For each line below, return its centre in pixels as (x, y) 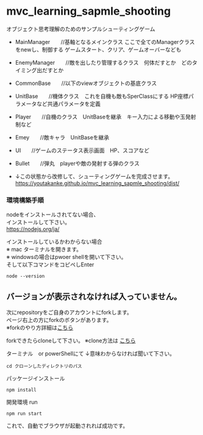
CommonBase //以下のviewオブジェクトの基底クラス (86, 83)
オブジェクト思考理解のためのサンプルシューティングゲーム (81, 29)
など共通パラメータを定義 (68, 104)
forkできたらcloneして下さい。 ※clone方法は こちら (71, 341)
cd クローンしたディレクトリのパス (44, 367)
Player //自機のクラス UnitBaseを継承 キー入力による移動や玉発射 (105, 117)
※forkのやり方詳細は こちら (40, 327)
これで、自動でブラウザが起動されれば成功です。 (67, 426)
